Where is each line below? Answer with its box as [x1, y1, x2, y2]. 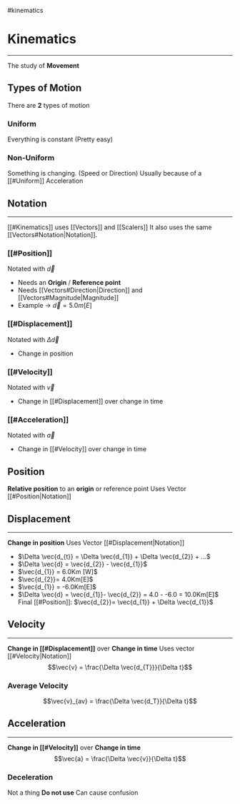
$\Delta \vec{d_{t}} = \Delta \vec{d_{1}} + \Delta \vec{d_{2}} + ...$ [17, 552, 211, 561]
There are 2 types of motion [7, 101, 90, 109]
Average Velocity [7, 680, 69, 690]
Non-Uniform [7, 153, 55, 163]
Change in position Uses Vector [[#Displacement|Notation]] [7, 538, 185, 547]
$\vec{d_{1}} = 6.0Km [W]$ [17, 567, 98, 576]
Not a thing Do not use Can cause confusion [7, 788, 139, 797]
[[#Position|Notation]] [7, 492, 71, 501]
